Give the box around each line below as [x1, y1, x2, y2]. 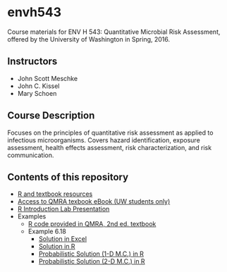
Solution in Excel [38, 235, 87, 243]
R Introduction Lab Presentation [17, 205, 110, 214]
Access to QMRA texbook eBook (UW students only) [17, 197, 171, 206]
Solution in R [38, 242, 75, 251]
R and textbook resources [17, 190, 93, 198]
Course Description [7, 110, 95, 122]
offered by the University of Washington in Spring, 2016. [7, 35, 171, 43]
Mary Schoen [17, 89, 57, 97]
